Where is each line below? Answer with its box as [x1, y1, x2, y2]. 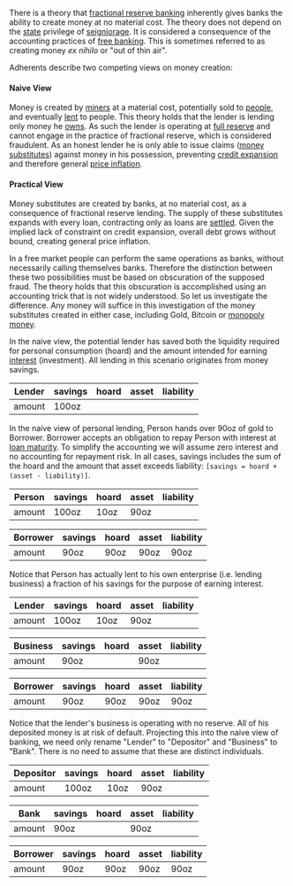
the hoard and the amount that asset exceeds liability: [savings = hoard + [9, 460, 278, 472]
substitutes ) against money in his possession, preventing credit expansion [9, 150, 279, 160]
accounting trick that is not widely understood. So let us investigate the [9, 291, 267, 302]
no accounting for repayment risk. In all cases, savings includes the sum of [9, 451, 282, 462]
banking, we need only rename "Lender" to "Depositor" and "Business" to [9, 736, 278, 747]
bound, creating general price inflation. [9, 236, 151, 247]
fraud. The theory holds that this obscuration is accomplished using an [9, 281, 267, 292]
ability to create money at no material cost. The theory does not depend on [9, 17, 282, 27]
